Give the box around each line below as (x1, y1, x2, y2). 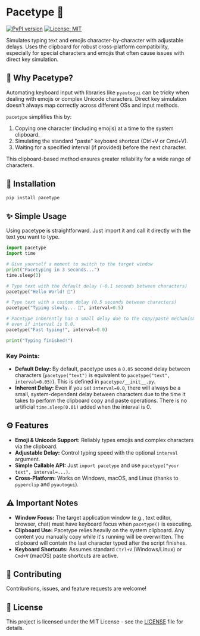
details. (6, 625, 24, 632)
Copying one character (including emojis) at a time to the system (14, 125, 174, 132)
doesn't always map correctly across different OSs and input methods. (6, 101, 180, 109)
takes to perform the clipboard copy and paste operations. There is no (14, 397, 187, 404)
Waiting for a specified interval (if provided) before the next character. (14, 143, 187, 151)
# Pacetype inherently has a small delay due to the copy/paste (6, 316, 169, 322)
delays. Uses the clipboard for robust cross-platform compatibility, (6, 43, 170, 50)
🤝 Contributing (6, 569, 62, 579)
